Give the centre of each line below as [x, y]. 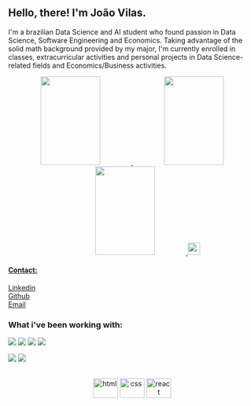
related [20, 65]
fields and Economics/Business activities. [100, 65]
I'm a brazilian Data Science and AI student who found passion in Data [122, 31]
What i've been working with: [66, 324]
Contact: [23, 270]
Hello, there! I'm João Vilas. [78, 13]
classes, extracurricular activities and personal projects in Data [110, 57]
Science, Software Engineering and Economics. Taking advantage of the [125, 40]
